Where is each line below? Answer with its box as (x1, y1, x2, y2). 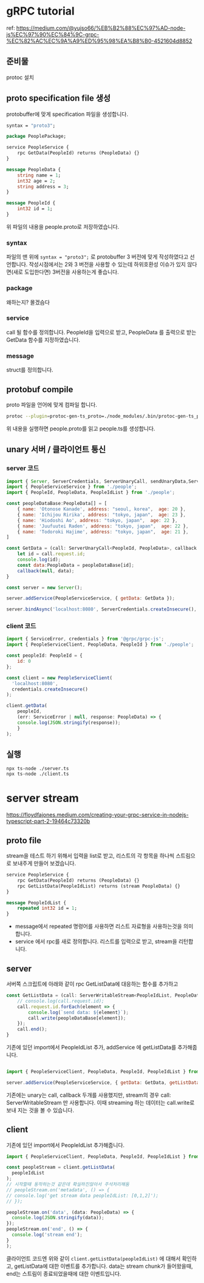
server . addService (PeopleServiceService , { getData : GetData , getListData (6, 1079, 200, 1086)
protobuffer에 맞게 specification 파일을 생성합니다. (6, 110, 129, 118)
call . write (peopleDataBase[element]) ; (28, 1015, 126, 1021)
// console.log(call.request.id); (17, 998, 104, 1004)
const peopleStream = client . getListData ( (6, 1164, 115, 1171)
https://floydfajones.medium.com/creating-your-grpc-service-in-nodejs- (6, 811, 189, 819)
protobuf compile (6, 384, 73, 394)
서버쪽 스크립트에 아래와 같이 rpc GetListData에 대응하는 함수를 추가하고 (6, 980, 178, 987)
